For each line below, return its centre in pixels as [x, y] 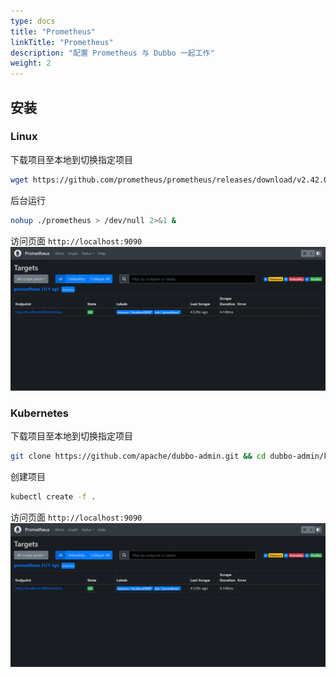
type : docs [33, 21]
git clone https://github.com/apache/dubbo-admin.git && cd [138, 456]
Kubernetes [39, 413]
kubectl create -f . [53, 497]
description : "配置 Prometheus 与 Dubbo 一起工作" [112, 53]
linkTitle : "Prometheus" [62, 42]
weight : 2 [31, 63]
